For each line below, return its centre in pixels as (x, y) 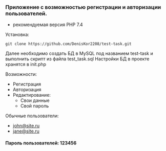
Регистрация (27, 84)
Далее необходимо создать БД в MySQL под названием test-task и (79, 53)
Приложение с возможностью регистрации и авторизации (83, 7)
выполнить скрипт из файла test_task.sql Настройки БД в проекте (77, 59)
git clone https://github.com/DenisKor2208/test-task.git (68, 44)
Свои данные (35, 100)
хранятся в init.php (26, 64)
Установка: (17, 35)
